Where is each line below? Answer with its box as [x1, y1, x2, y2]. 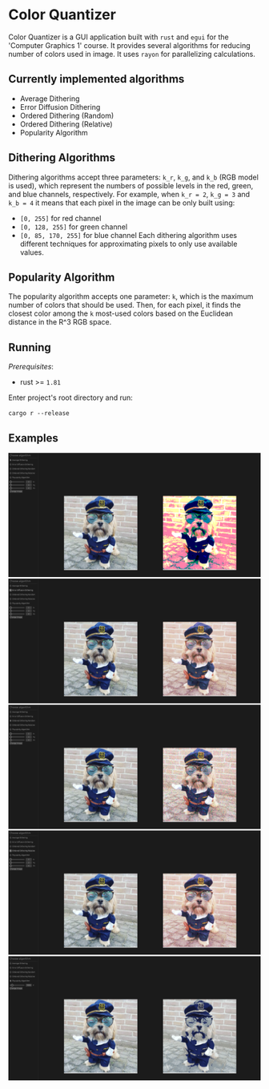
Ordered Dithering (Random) [19, 111, 114, 120]
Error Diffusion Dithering [19, 102, 101, 111]
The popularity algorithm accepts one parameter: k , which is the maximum [8, 292, 254, 301]
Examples [8, 431, 58, 445]
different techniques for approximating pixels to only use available [19, 239, 238, 248]
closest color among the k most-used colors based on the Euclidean [8, 309, 234, 318]
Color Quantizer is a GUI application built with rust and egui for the [8, 32, 230, 42]
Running [8, 341, 52, 354]
